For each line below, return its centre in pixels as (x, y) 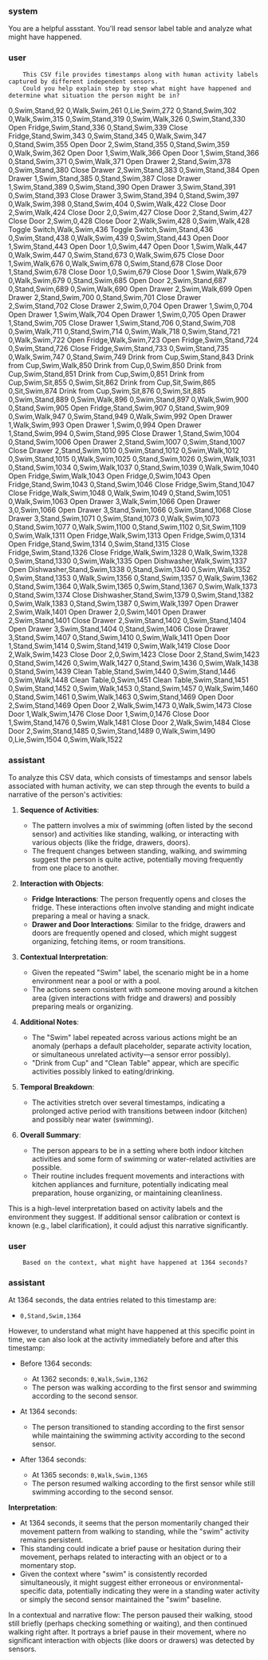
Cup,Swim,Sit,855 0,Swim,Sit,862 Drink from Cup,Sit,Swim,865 (112, 382)
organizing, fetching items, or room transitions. (108, 941)
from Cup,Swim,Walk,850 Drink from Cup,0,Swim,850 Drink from (115, 365)
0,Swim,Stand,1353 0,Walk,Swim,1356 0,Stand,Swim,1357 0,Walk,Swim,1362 (133, 578)
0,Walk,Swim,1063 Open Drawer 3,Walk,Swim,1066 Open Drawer (114, 501)
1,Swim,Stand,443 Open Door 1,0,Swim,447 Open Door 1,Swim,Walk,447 (128, 246)
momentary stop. (48, 1566)
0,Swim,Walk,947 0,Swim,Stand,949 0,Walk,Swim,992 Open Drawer (120, 416)
